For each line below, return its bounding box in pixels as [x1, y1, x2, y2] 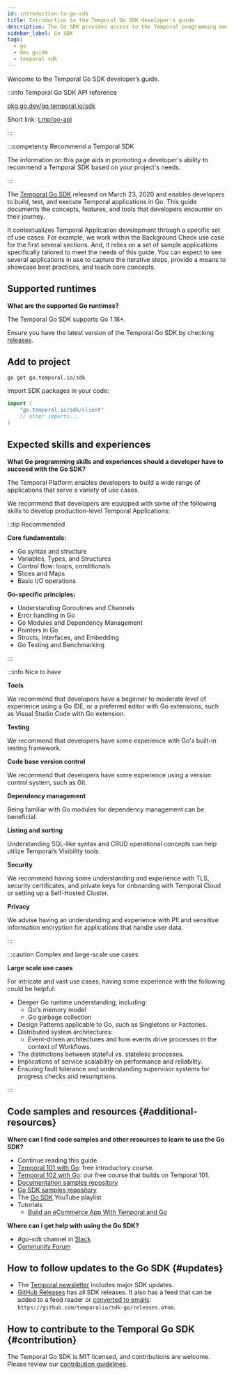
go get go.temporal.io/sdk [7, 374, 86, 382]
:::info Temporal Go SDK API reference [7, 88, 117, 96]
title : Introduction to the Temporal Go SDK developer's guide [7, 17, 195, 24]
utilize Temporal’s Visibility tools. [7, 847, 101, 855]
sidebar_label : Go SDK [7, 29, 73, 37]
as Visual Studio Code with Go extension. [7, 709, 126, 717]
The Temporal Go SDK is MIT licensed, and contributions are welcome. [7, 1353, 210, 1361]
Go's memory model [27, 1005, 86, 1013]
